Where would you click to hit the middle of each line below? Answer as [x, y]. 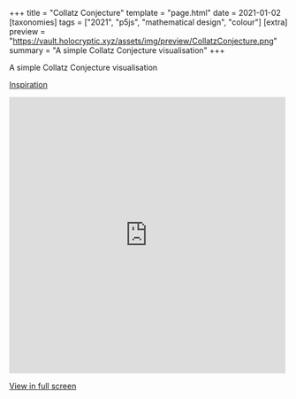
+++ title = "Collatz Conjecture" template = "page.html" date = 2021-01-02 [145, 13]
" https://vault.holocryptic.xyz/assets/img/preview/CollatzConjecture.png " [144, 41]
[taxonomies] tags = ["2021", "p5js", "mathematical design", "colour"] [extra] [148, 22]
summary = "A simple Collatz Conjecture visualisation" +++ [117, 50]
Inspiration [29, 84]
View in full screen [43, 386]
